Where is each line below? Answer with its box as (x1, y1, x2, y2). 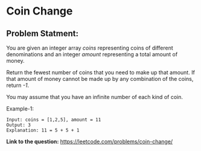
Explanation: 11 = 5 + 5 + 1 (6, 127, 80, 133)
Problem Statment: (6, 28, 78, 39)
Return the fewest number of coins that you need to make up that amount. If (6, 69, 195, 76)
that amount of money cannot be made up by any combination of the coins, (6, 75, 194, 82)
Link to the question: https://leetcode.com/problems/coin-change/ (6, 138, 173, 145)
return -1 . (6, 82, 29, 89)
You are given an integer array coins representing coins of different (6, 44, 173, 51)
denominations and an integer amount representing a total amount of (6, 51, 178, 58)
